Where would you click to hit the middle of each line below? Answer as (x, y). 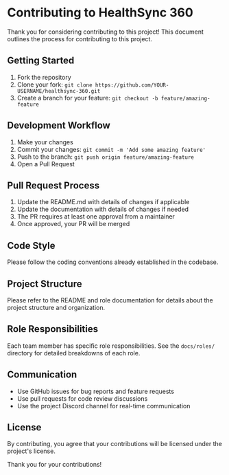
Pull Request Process (53, 185)
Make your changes (45, 142)
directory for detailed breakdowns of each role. (74, 353)
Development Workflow (59, 125)
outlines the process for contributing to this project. (80, 38)
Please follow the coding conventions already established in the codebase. (113, 262)
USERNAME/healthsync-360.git (59, 91)
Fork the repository (44, 77)
